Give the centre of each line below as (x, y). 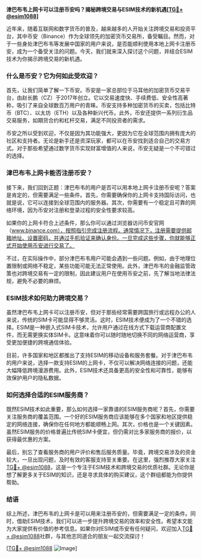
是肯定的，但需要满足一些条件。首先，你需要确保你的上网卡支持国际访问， (98, 195)
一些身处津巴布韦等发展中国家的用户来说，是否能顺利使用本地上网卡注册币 (103, 44)
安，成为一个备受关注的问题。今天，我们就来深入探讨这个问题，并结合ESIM (99, 51)
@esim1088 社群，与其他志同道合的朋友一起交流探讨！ (78, 536)
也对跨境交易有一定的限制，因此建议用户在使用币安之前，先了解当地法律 (101, 273)
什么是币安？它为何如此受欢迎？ (53, 76)
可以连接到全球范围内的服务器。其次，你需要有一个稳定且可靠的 (111, 202)
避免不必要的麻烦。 (40, 281)
